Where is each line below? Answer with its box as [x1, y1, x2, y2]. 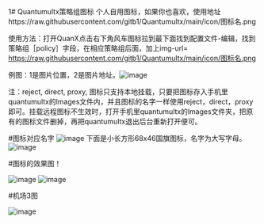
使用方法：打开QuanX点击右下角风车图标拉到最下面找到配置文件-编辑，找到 [8, 34, 256, 43]
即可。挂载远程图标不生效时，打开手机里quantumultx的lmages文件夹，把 [8, 107, 247, 116]
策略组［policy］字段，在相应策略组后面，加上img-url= [8, 44, 189, 53]
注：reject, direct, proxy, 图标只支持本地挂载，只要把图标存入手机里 [8, 87, 228, 97]
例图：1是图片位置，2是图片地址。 [8, 70, 121, 79]
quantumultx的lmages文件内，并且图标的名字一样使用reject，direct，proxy [8, 97, 254, 106]
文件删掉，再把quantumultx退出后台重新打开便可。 [35, 117, 202, 126]
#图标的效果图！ [8, 159, 62, 168]
